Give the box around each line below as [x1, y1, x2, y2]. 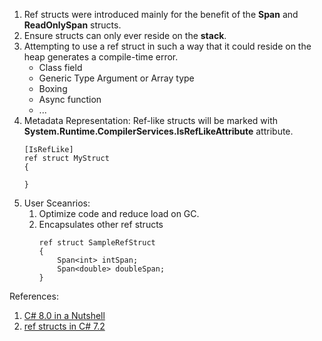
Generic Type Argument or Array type [38, 72, 195, 84]
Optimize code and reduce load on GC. [38, 208, 200, 219]
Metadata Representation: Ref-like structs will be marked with [23, 115, 279, 126]
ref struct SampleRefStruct [38, 238, 156, 248]
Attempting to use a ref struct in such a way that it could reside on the [23, 40, 312, 52]
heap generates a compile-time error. [23, 51, 179, 63]
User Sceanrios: [23, 197, 91, 209]
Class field [38, 62, 83, 73]
